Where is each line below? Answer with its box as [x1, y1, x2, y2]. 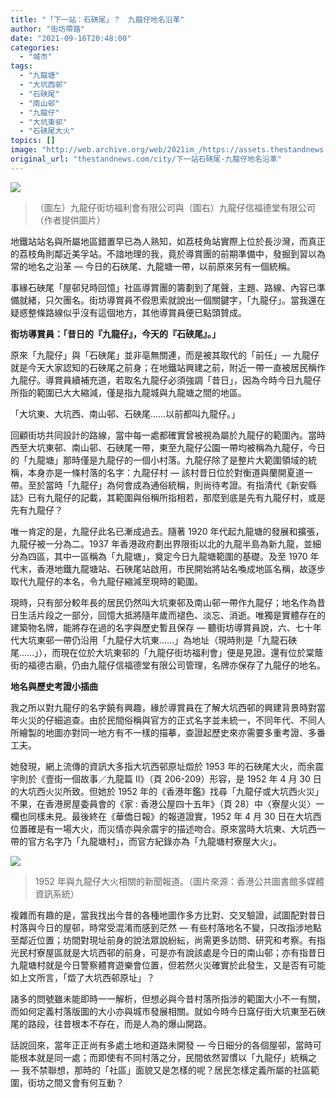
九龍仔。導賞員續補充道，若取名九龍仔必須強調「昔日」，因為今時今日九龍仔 [10, 374, 322, 386]
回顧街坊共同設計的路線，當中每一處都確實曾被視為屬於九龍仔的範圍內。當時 [10, 429, 326, 441]
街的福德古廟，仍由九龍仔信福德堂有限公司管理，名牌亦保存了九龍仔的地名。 [10, 659, 326, 671]
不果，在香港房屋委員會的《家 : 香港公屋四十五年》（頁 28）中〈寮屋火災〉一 [10, 797, 325, 810]
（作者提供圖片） [34, 214, 106, 226]
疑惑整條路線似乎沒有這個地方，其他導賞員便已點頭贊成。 [10, 306, 247, 318]
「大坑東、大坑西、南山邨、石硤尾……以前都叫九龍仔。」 [10, 407, 241, 420]
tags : [10, 61, 33, 71]
